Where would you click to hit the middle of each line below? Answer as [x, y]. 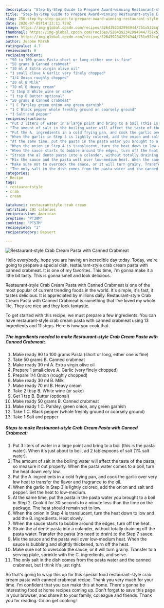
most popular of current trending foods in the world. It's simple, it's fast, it [80, 290]
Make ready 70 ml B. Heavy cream [47, 385]
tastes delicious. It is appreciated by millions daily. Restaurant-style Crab [78, 295]
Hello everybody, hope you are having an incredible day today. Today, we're [82, 260]
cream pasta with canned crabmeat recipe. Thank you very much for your [80, 580]
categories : [18, 173]
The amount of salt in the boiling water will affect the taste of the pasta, [84, 461]
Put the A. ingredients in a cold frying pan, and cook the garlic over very [85, 476]
